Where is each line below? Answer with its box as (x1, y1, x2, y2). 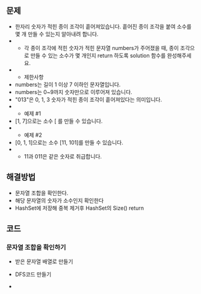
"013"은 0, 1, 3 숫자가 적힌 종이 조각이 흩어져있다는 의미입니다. (14, 96, 162, 103)
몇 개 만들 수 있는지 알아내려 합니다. (14, 30, 99, 37)
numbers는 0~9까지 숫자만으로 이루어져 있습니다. (14, 88, 132, 95)
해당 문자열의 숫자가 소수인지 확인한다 (14, 196, 104, 204)
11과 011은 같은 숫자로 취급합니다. (23, 152, 102, 160)
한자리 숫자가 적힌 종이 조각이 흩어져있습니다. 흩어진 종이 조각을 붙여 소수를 (14, 23, 192, 30)
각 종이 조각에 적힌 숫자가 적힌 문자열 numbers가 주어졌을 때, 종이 (23, 44, 179, 51)
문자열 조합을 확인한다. (14, 189, 69, 196)
